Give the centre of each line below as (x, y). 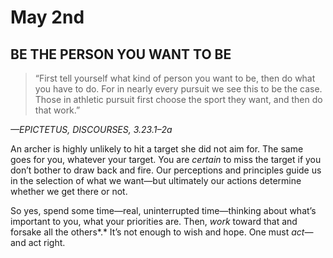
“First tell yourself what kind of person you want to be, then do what (175, 78)
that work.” (57, 110)
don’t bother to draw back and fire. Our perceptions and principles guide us (166, 170)
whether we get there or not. (69, 191)
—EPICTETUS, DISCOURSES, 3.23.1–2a (91, 129)
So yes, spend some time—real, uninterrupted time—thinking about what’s (163, 210)
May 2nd (47, 17)
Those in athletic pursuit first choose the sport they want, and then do (178, 99)
